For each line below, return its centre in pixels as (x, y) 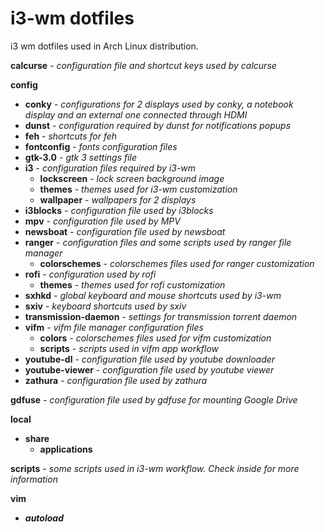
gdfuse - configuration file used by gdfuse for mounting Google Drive (154, 399)
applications (66, 449)
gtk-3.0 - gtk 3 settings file (81, 157)
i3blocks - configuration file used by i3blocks (119, 210)
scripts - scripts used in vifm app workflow (129, 348)
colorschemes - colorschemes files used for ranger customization (177, 263)
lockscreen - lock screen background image (132, 178)
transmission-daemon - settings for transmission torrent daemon (161, 316)
